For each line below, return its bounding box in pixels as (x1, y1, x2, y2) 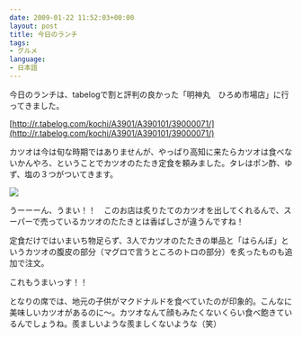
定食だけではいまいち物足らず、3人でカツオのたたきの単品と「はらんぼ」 (9, 235, 281, 245)
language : (9, 55, 47, 64)
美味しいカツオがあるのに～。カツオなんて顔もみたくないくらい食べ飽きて (9, 306, 285, 317)
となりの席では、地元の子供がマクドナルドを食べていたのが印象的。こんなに (9, 296, 293, 306)
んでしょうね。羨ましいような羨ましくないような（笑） (16, 318, 222, 329)
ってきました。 (9, 100, 65, 111)
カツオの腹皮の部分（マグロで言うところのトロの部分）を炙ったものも (24, 246, 285, 257)
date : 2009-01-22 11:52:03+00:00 (9, 13, 135, 22)
